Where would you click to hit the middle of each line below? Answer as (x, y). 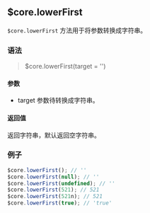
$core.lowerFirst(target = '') (65, 67)
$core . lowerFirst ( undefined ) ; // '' (61, 183)
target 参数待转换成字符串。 (58, 100)
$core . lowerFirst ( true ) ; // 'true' (60, 203)
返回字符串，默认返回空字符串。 (54, 135)
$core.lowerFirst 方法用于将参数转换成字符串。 (77, 30)
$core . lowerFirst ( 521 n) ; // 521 (55, 197)
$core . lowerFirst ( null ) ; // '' (53, 177)
